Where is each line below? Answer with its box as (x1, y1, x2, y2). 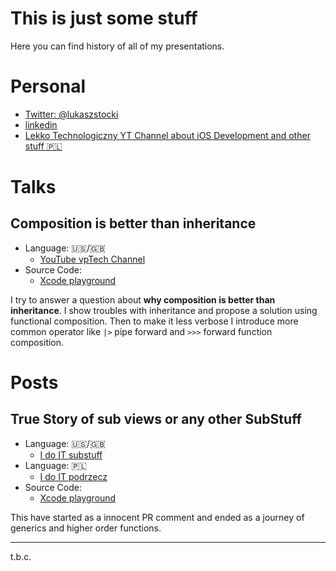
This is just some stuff (10, 7, 198, 30)
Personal (10, 75, 87, 98)
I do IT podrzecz (39, 470, 108, 482)
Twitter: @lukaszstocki (24, 108, 119, 120)
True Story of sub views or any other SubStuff (10, 411, 302, 428)
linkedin (24, 118, 58, 131)
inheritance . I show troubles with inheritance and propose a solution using (10, 304, 318, 316)
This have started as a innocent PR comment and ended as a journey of (10, 511, 305, 523)
